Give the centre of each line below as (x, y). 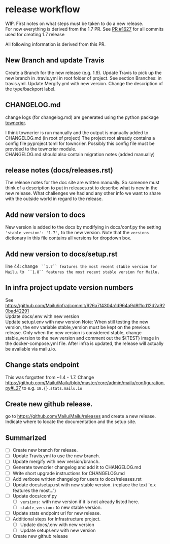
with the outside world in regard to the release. (54, 199)
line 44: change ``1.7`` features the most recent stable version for (81, 266)
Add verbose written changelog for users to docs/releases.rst (77, 479)
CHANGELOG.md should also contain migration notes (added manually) (80, 154)
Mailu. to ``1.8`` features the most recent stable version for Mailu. (82, 272)
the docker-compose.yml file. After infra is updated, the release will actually (84, 343)
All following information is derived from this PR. (56, 44)
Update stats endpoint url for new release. (57, 513)
